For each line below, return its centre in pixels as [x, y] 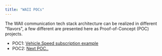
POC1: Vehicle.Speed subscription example [55, 43]
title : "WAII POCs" [25, 9]
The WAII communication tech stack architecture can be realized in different [81, 23]
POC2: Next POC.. [30, 48]
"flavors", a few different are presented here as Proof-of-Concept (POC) [77, 28]
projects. [14, 34]
